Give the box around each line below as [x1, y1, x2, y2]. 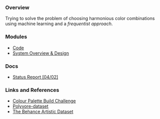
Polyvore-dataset [12, 103, 49, 109]
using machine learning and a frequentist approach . [5, 21, 113, 27]
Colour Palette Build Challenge [12, 98, 76, 104]
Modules [5, 33, 28, 40]
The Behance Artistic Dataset [12, 108, 74, 114]
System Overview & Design [12, 50, 69, 56]
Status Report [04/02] [12, 74, 58, 80]
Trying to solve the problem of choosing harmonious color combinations [5, 16, 155, 22]
